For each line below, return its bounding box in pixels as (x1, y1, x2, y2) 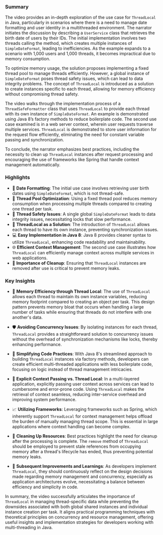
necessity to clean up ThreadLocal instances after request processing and (5, 152, 153, 157)
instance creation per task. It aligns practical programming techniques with (5, 509, 155, 515)
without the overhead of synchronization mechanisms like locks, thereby (12, 336, 158, 342)
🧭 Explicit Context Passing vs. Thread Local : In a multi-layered (12, 376, 140, 382)
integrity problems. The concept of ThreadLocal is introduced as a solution (5, 81, 154, 87)
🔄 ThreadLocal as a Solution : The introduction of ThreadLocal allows (12, 221, 150, 227)
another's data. (12, 314, 43, 320)
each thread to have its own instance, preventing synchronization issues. (12, 227, 159, 232)
